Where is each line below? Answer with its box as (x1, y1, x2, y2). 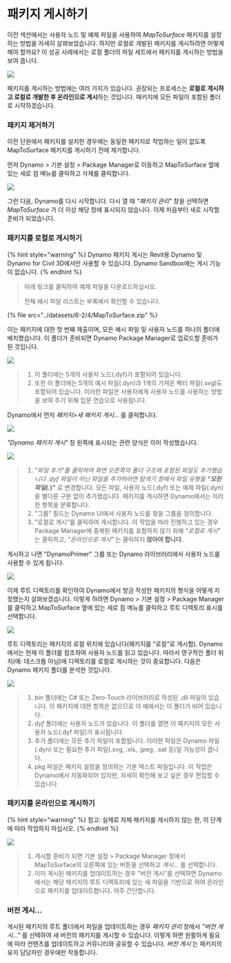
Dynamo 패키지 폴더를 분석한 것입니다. (7, 665, 112, 674)
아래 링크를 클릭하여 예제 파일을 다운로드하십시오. (23, 282, 157, 290)
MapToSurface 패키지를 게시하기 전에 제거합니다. (7, 146, 141, 154)
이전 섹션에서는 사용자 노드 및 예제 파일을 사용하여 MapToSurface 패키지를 (7, 30, 209, 39)
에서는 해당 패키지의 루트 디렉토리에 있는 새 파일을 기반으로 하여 (34, 877, 205, 886)
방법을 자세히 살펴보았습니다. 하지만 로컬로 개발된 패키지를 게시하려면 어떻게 (19, 39, 225, 47)
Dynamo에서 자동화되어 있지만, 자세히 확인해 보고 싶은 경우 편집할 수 (34, 771, 220, 779)
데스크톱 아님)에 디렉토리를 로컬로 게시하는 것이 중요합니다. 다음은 (23, 657, 201, 665)
